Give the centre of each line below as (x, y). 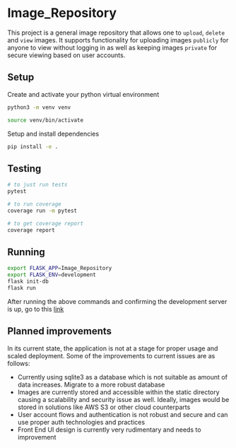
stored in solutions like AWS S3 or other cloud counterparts (104, 407)
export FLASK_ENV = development (52, 275)
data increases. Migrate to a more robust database (91, 384)
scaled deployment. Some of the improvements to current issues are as (111, 355)
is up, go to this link (36, 309)
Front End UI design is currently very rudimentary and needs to (109, 430)
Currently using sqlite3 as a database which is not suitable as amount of (123, 377)
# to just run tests (38, 185)
